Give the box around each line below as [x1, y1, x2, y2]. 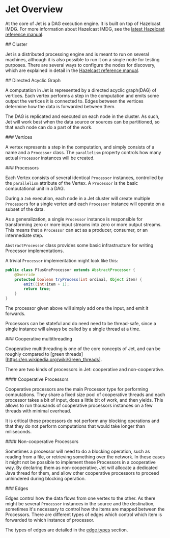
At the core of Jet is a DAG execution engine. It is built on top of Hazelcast [5, 20, 161, 27]
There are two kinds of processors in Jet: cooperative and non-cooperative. [5, 366, 164, 373]
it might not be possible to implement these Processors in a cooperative [5, 459, 156, 466]
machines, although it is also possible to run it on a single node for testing [5, 56, 160, 62]
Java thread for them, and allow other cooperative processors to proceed [5, 470, 159, 476]
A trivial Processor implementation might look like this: [5, 257, 119, 263]
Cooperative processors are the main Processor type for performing [5, 386, 149, 393]
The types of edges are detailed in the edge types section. [5, 527, 128, 533]
